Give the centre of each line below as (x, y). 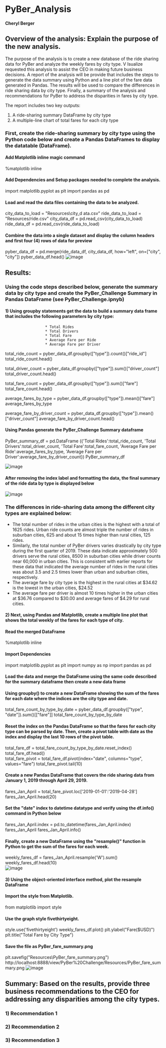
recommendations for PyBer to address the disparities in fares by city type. (82, 96)
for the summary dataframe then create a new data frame (65, 682)
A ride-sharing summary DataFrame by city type (62, 115)
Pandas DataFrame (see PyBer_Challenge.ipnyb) (65, 299)
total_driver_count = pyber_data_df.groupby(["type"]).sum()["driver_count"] (82, 368)
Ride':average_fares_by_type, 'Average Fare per (54, 452)
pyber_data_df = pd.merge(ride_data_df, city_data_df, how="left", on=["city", (83, 252)
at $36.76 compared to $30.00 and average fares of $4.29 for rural (81, 598)
